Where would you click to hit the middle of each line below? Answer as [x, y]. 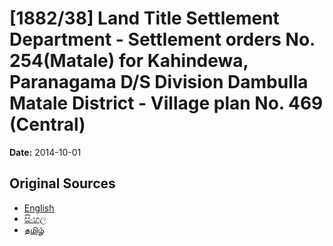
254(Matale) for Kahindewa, [129, 61]
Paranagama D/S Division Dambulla [159, 82]
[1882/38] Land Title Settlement [144, 18]
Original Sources [62, 183]
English [39, 208]
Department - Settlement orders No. [162, 39]
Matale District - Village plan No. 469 [166, 103]
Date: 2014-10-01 [45, 152]
